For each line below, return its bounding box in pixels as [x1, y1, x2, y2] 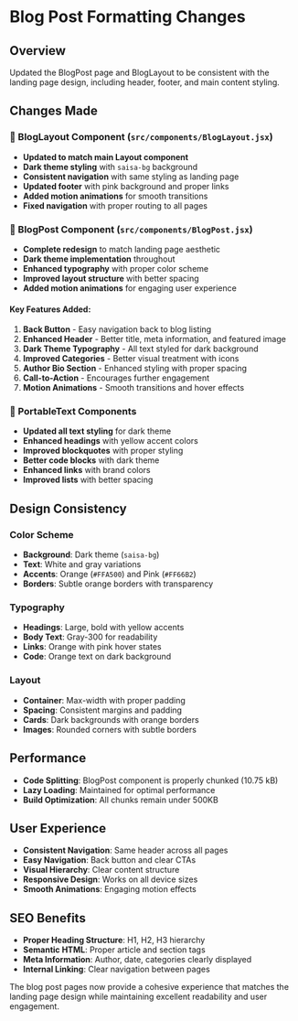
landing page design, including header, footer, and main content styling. [9, 77, 281, 88]
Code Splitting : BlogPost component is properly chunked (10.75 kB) [22, 775, 279, 786]
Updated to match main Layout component [22, 151, 189, 162]
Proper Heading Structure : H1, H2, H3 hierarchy [22, 935, 206, 946]
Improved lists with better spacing [22, 474, 154, 486]
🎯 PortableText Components [9, 405, 137, 418]
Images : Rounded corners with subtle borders [22, 724, 197, 735]
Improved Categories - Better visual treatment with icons [22, 353, 239, 364]
